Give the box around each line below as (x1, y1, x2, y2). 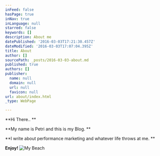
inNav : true (5, 16, 29, 21)
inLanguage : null (5, 21, 41, 26)
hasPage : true (5, 12, 34, 17)
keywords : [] (5, 30, 32, 35)
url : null (9, 85, 29, 90)
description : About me (5, 35, 52, 40)
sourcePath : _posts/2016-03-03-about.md (5, 58, 89, 62)
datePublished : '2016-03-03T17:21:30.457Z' (5, 39, 96, 44)
